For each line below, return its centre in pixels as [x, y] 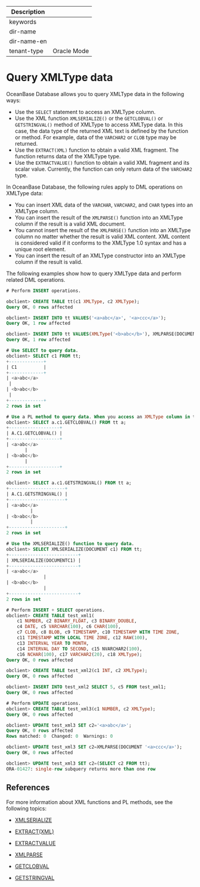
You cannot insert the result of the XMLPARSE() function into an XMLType [103, 230]
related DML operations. [36, 279]
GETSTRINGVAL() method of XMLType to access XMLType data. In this [99, 124]
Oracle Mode [71, 51]
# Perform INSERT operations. [44, 291]
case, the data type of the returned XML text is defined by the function [101, 131]
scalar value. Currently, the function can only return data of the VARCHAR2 [103, 169]
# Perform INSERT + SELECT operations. [56, 610]
